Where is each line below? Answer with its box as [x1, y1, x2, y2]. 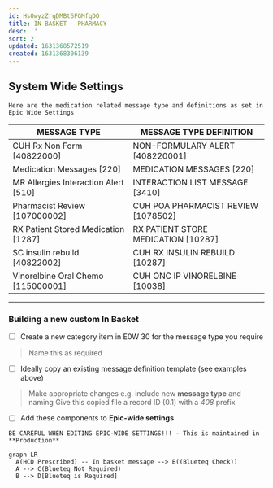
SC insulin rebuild [12, 246, 80, 258]
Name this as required [28, 348, 103, 358]
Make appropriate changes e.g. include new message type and [28, 389, 241, 399]
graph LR [8, 451, 38, 460]
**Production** [8, 437, 60, 445]
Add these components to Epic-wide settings [19, 413, 175, 423]
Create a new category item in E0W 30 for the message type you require [19, 332, 264, 342]
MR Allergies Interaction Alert [12, 176, 124, 188]
